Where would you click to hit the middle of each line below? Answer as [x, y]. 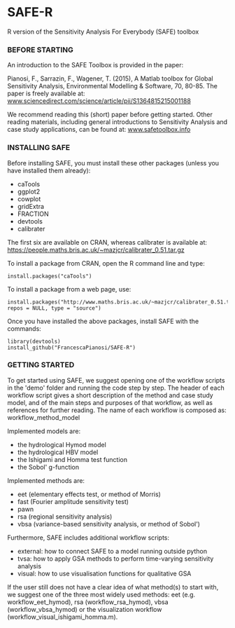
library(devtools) [34, 341]
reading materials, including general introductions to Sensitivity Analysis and [117, 122]
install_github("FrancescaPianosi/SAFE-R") [72, 348]
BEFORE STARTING [40, 50]
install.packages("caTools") [50, 276]
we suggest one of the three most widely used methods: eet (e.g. [101, 594]
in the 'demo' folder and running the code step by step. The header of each [116, 388]
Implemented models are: [44, 431]
